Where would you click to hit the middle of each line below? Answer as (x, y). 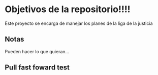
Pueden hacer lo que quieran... (37, 51)
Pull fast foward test (37, 68)
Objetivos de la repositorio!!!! (68, 9)
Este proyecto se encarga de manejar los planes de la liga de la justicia (79, 23)
